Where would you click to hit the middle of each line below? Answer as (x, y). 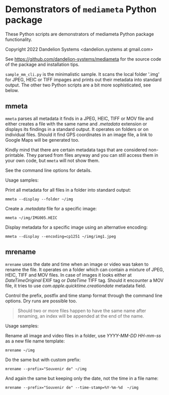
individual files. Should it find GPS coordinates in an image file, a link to (79, 135)
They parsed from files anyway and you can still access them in (92, 155)
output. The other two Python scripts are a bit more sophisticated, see (78, 85)
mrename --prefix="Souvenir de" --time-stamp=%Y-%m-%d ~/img (72, 387)
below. (12, 90)
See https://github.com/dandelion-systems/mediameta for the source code (83, 59)
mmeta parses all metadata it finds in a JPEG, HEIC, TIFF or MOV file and (79, 118)
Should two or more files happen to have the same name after (82, 311)
